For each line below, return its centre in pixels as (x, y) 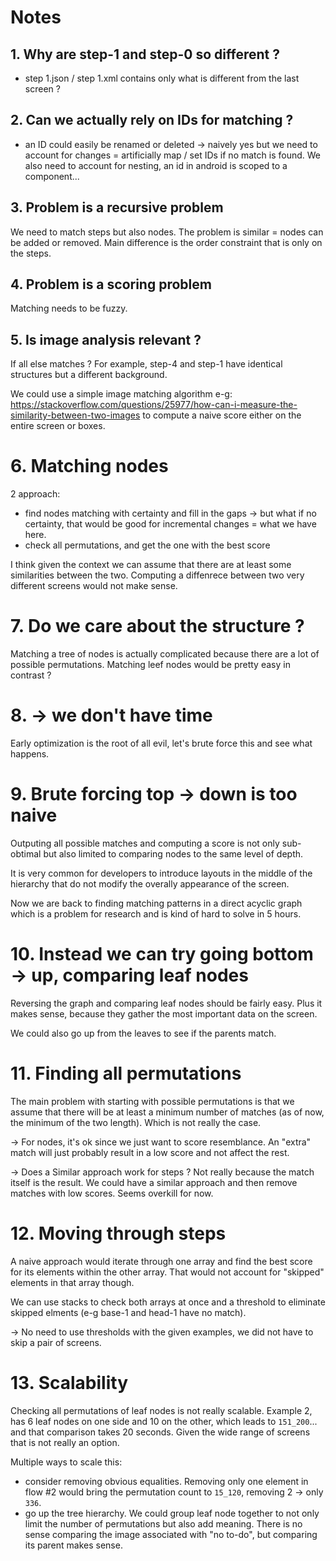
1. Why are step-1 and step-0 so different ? (145, 54)
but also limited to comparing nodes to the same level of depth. (173, 854)
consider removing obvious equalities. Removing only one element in (166, 1481)
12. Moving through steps (118, 1233)
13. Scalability (69, 1383)
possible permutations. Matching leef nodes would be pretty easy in (150, 665)
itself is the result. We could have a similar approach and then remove (154, 1182)
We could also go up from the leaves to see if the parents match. (143, 1033)
